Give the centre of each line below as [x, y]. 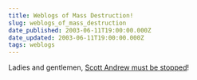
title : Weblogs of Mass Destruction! [71, 15]
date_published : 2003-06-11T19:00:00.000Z [80, 30]
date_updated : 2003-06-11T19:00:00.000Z [77, 38]
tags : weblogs [32, 45]
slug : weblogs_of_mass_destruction [67, 23]
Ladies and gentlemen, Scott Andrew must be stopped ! [99, 67]
